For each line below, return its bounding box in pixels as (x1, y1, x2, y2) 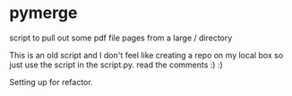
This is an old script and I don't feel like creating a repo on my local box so (9, 49, 284, 60)
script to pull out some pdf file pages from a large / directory (9, 32, 233, 43)
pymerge (9, 3, 78, 23)
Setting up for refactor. (9, 76, 93, 87)
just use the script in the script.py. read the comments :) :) (9, 59, 224, 70)
